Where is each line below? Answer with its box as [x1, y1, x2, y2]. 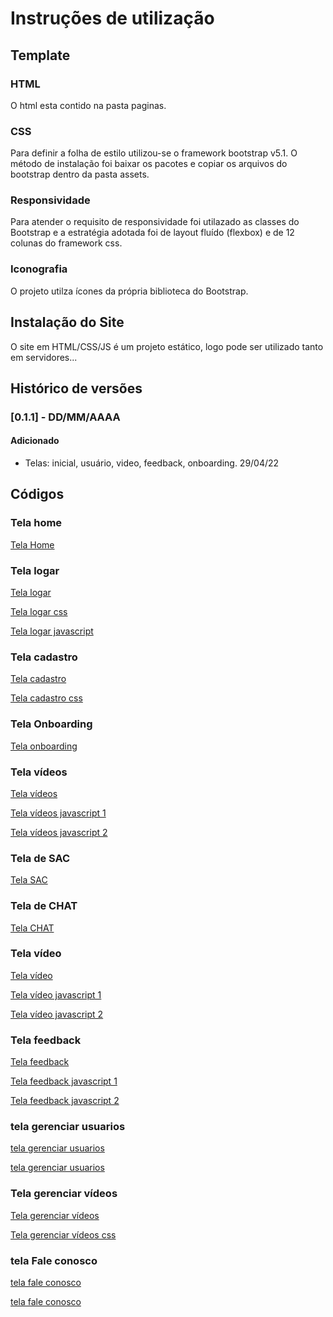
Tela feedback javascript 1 [10, 1075, 118, 1087]
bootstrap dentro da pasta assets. [10, 168, 150, 181]
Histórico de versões [10, 380, 143, 397]
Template [10, 47, 71, 64]
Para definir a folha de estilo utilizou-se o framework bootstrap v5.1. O [10, 147, 298, 159]
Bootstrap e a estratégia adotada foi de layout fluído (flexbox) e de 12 [10, 227, 295, 239]
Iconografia [10, 262, 68, 276]
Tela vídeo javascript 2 [10, 1008, 104, 1020]
